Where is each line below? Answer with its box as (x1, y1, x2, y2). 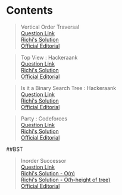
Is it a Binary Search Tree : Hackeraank (20, 84, 117, 91)
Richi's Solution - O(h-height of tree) (20, 176, 111, 183)
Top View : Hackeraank (20, 54, 78, 61)
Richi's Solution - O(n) (20, 169, 76, 177)
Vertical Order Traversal (20, 23, 80, 30)
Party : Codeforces (20, 114, 67, 122)
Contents (6, 4, 54, 17)
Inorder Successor (20, 157, 67, 164)
